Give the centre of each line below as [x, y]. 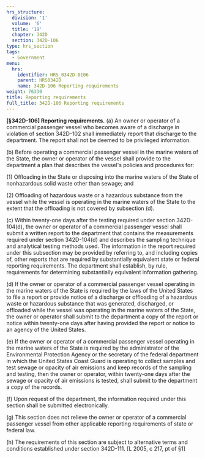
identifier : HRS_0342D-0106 [53, 75]
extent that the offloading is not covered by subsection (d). [80, 208]
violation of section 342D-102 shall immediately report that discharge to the [102, 133]
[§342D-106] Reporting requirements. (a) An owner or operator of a [93, 121]
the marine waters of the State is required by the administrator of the [93, 348]
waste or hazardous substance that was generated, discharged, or [90, 303]
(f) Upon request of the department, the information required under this [96, 399]
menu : [13, 63]
